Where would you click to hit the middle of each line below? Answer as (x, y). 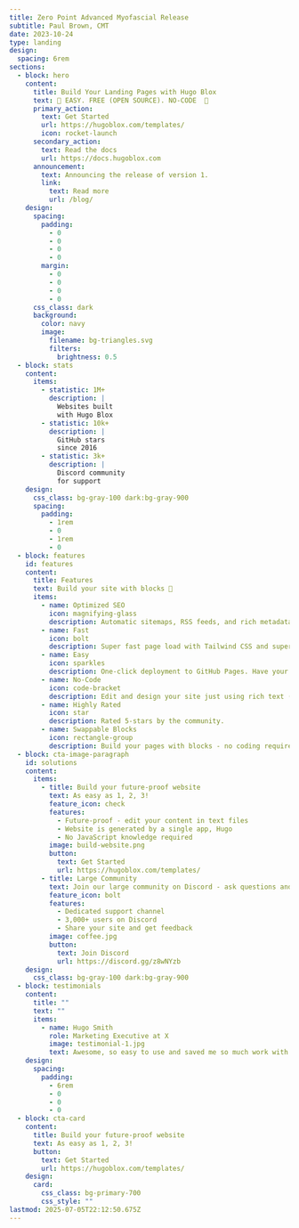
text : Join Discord (93, 953)
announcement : (59, 167)
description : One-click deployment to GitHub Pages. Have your (169, 671)
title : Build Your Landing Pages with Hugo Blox (125, 92)
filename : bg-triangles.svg (101, 340)
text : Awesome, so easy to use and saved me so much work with (169, 1053)
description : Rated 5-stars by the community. (137, 721)
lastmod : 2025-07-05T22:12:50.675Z (75, 1209)
